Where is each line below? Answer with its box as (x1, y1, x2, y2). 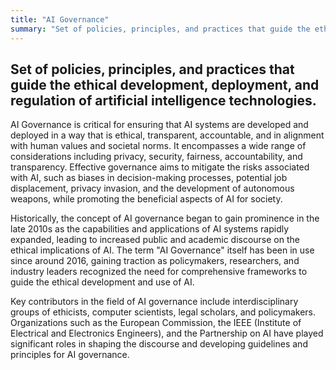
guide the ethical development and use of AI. (10, 276, 195, 288)
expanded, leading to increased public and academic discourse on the (10, 234, 300, 246)
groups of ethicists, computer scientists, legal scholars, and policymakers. (10, 306, 317, 318)
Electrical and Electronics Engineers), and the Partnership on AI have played (10, 327, 324, 340)
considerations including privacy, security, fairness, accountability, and (10, 151, 303, 163)
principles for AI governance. (10, 349, 130, 361)
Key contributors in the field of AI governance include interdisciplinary (10, 296, 299, 308)
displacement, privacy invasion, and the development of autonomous (10, 182, 295, 195)
